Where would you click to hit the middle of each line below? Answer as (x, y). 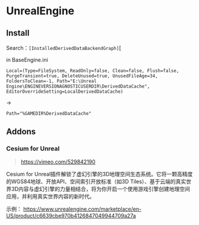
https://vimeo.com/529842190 (58, 161)
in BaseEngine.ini (27, 60)
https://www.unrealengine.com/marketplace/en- (82, 209)
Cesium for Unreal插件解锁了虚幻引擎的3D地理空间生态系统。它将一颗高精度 (99, 174)
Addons (21, 132)
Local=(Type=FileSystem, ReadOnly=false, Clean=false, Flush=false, (93, 71)
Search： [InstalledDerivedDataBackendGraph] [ (64, 48)
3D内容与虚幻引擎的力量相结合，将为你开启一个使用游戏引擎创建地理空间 (100, 189)
